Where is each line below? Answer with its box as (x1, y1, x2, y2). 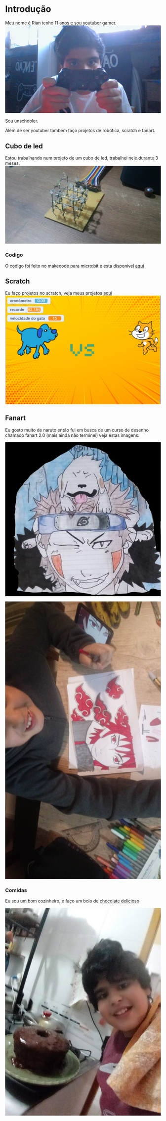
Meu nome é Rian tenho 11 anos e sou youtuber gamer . (5, 20, 117, 26)
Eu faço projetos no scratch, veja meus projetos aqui (5, 290, 113, 296)
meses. (5, 160, 20, 166)
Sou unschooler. (5, 118, 39, 124)
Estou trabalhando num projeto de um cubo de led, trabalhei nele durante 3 (5, 155, 158, 161)
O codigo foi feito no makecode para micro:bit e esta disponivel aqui (5, 263, 144, 269)
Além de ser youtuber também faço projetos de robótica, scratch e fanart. (5, 128, 156, 134)
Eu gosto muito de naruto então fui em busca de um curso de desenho (5, 427, 149, 433)
